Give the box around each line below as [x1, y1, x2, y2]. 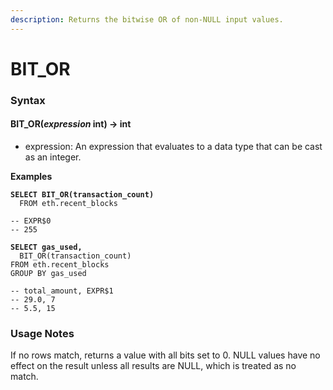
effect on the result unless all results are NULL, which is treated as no [10, 360, 297, 372]
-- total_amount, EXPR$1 [10, 286, 114, 296]
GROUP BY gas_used [10, 268, 87, 278]
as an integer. [24, 151, 82, 163]
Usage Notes [10, 326, 75, 340]
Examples [10, 170, 53, 182]
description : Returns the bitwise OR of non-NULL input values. [10, 14, 284, 25]
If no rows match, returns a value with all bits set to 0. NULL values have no [10, 349, 321, 361]
